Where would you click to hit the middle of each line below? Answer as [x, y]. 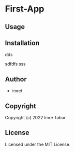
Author [16, 79]
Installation [22, 43]
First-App [25, 9]
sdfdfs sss [15, 64]
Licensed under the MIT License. [38, 144]
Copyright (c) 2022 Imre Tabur [36, 118]
